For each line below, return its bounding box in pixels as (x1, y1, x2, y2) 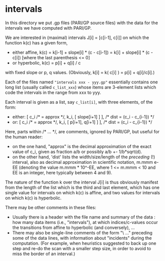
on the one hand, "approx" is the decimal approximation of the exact (12, 143, 152, 149)
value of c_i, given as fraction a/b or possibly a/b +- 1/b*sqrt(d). (12, 149, 142, 154)
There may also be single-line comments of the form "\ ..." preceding (12, 229, 153, 235)
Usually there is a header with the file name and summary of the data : (12, 214, 156, 220)
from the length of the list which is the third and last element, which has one (5, 184, 160, 190)
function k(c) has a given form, (5, 39, 68, 45)
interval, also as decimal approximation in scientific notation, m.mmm (12, 159, 153, 165)
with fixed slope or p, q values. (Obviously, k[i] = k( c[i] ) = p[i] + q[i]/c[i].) (5, 69, 155, 75)
